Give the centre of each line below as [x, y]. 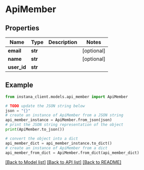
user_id [17, 67]
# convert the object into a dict [42, 138]
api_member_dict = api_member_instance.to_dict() [59, 143]
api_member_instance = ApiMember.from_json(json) [59, 120]
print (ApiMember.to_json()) [35, 130]
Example [19, 85]
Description [63, 42]
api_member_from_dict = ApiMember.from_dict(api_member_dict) [72, 153]
